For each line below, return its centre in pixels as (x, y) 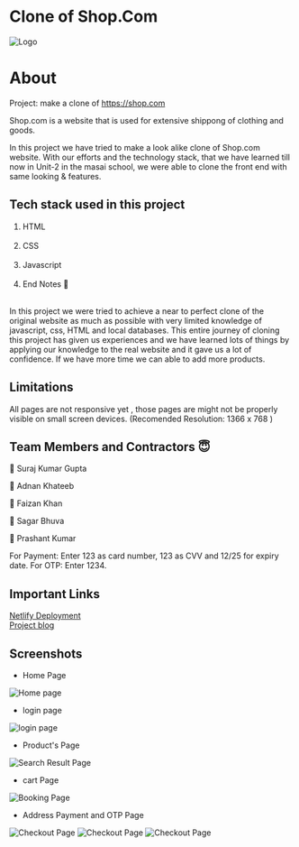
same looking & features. (55, 176)
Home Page (44, 675)
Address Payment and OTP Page (83, 815)
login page (42, 710)
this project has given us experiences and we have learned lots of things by (149, 339)
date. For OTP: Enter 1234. (58, 566)
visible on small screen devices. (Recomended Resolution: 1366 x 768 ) (141, 419)
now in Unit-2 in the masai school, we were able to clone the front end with (148, 166)
